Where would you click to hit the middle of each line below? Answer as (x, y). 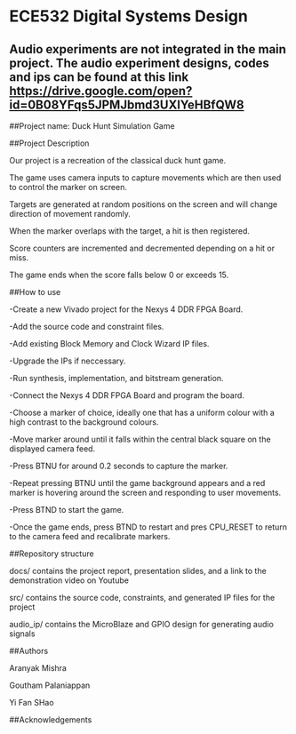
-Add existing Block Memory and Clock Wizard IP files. (109, 343)
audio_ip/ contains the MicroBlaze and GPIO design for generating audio (141, 624)
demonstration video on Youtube (69, 580)
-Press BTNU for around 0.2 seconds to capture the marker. (119, 466)
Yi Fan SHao (32, 702)
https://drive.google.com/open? (101, 91)
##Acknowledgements (51, 720)
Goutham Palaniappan (50, 685)
